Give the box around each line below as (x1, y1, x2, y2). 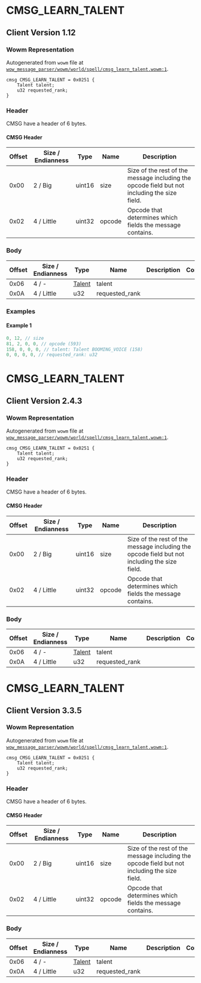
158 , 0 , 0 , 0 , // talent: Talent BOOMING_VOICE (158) (6, 346, 144, 352)
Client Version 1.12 (6, 28, 76, 38)
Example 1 (6, 322, 32, 329)
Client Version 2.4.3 (6, 395, 83, 406)
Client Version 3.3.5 (6, 705, 82, 716)
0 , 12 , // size (6, 335, 44, 341)
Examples (6, 307, 36, 315)
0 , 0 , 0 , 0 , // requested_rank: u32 (6, 352, 98, 358)
